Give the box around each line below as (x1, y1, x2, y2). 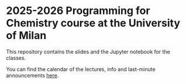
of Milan (6, 29, 47, 42)
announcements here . (6, 72, 59, 79)
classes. (6, 54, 26, 61)
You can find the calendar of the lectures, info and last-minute (6, 65, 156, 72)
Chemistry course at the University (6, 16, 180, 30)
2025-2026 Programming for (6, 4, 150, 17)
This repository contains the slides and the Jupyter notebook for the (6, 48, 171, 55)
